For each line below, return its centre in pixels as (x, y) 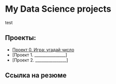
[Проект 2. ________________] (40, 60)
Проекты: (21, 38)
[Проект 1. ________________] (39, 55)
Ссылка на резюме (36, 75)
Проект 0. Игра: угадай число (43, 49)
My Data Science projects (58, 9)
